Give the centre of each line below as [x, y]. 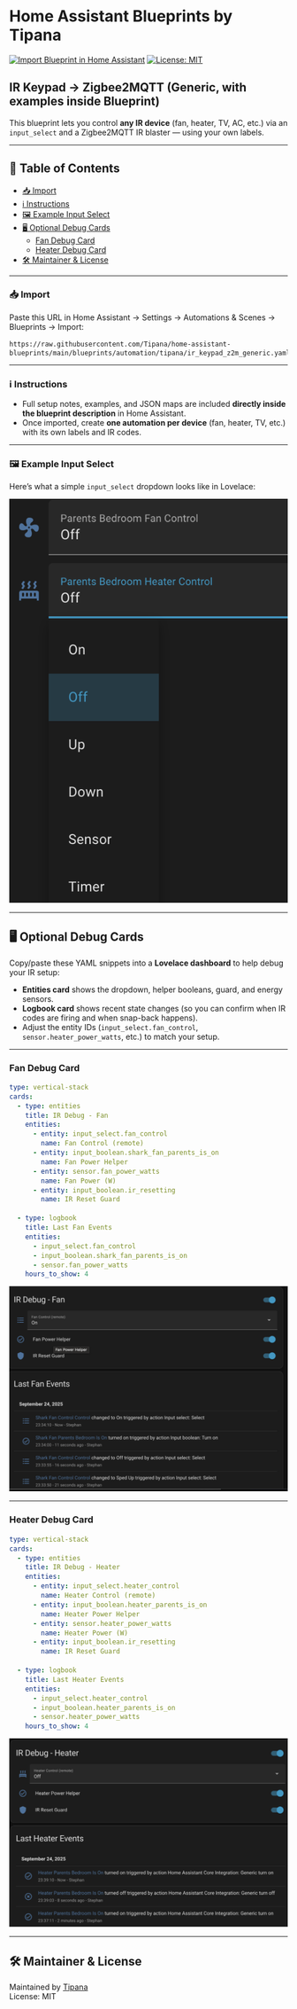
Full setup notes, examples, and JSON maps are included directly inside [154, 404]
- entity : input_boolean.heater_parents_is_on [120, 1605]
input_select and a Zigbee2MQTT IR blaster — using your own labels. [137, 132]
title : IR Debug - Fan [67, 1115]
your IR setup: [34, 972]
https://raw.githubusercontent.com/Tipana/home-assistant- [120, 344]
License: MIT [33, 1997]
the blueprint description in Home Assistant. [104, 413]
